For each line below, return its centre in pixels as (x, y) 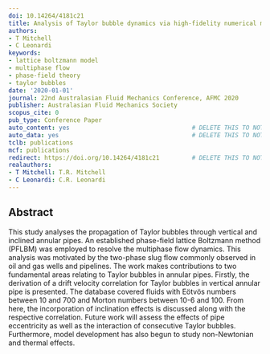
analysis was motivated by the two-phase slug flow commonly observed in (132, 257)
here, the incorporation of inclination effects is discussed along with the (127, 308)
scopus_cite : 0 (34, 113)
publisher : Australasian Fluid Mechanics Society (93, 105)
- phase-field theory (45, 75)
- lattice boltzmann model (53, 61)
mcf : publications (39, 150)
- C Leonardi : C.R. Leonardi (57, 180)
